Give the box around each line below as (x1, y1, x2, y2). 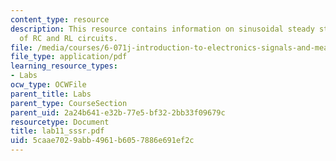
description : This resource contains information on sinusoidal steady (10, 24, 315, 34)
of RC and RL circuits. (19, 33, 118, 43)
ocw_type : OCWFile (10, 80, 87, 90)
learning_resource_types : (10, 61, 118, 71)
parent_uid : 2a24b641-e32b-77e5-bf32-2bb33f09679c (10, 107, 226, 118)
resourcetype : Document (10, 117, 110, 127)
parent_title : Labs (10, 89, 92, 99)
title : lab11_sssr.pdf (10, 126, 105, 136)
